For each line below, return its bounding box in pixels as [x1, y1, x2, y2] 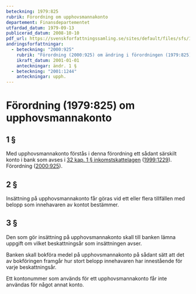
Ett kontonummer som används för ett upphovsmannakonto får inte [6, 275, 167, 282]
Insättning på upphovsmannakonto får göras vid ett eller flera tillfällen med [6, 195, 185, 202]
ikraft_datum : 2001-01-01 [16, 57, 80, 63]
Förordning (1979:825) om [6, 99, 135, 112]
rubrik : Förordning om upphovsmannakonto [6, 14, 108, 20]
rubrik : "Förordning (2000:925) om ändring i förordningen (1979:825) [16, 52, 192, 58]
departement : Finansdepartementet [6, 19, 90, 25]
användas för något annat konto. [6, 281, 85, 288]
